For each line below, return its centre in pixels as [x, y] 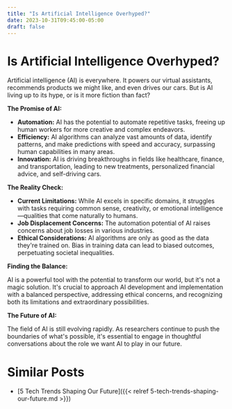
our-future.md [38, 399]
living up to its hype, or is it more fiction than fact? [79, 95]
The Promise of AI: [35, 109]
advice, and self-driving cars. [59, 174]
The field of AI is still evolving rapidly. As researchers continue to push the [114, 329]
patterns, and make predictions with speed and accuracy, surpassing [116, 144]
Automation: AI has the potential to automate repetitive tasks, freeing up [121, 122]
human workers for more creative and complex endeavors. [101, 130]
